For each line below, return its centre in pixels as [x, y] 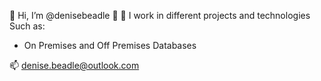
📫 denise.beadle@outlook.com [74, 65]
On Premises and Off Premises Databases [110, 45]
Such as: [27, 26]
